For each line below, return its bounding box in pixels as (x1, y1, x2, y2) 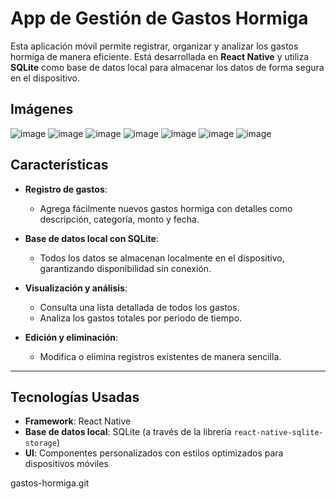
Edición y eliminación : (24, 331, 119, 343)
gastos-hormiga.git (10, 477, 90, 489)
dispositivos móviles (24, 458, 109, 470)
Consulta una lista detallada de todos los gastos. (39, 301, 240, 313)
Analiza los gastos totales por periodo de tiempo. (39, 312, 243, 324)
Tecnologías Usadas (10, 388, 140, 406)
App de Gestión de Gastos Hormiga (10, 7, 309, 30)
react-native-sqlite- (233, 428, 324, 438)
